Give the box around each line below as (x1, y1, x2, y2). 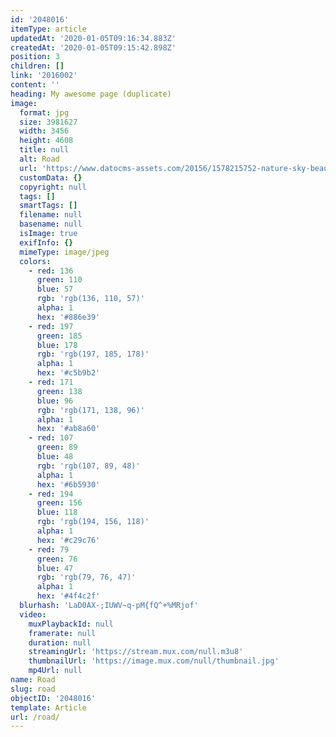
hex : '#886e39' (36, 312, 101, 322)
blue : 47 (36, 563, 74, 573)
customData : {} (19, 172, 83, 183)
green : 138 (36, 386, 83, 396)
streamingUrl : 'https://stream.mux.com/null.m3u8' (28, 647, 244, 657)
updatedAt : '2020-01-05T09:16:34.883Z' (10, 33, 177, 43)
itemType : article (10, 24, 87, 34)
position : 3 (10, 52, 60, 62)
